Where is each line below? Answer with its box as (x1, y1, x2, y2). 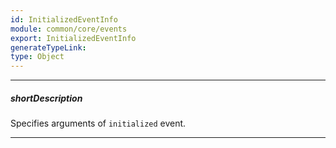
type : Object (10, 52, 65, 62)
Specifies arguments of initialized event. (10, 117, 187, 130)
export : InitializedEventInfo (10, 33, 137, 43)
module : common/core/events (10, 24, 128, 34)
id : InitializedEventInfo (10, 14, 118, 25)
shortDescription (10, 92, 83, 104)
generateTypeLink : (10, 42, 87, 53)
